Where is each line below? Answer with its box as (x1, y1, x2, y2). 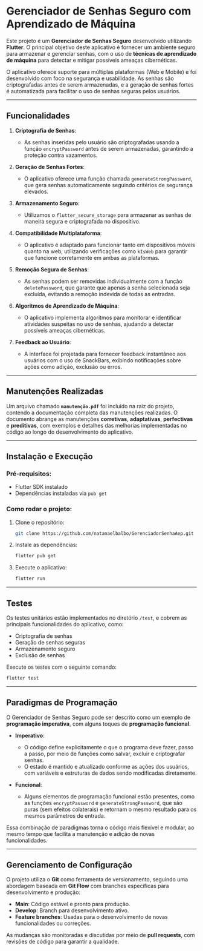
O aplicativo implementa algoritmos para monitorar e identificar (24, 314, 182, 321)
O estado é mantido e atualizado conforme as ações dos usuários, (24, 763, 189, 770)
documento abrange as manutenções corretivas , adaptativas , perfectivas (6, 415, 193, 422)
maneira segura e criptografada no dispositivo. (24, 217, 141, 225)
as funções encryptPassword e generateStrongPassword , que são (24, 799, 182, 806)
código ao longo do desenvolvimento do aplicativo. (6, 428, 134, 436)
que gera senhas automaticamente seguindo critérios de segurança (24, 181, 193, 188)
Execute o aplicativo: (14, 564, 68, 571)
